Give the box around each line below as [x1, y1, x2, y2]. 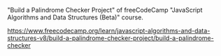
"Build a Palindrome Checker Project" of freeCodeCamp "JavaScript [7, 6, 203, 14]
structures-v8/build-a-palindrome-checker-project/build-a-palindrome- [7, 34, 215, 42]
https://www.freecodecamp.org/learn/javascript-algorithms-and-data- [7, 27, 211, 35]
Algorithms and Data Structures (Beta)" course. [7, 13, 143, 21]
